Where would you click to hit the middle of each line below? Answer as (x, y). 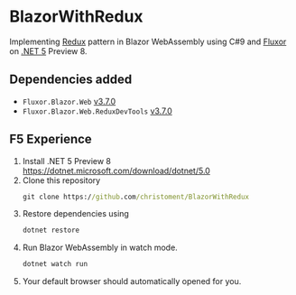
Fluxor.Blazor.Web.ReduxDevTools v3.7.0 (97, 111)
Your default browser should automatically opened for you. (132, 281)
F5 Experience (51, 139)
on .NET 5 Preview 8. (48, 51)
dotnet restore (51, 230)
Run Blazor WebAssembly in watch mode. (100, 248)
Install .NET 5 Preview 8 (66, 161)
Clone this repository (61, 180)
